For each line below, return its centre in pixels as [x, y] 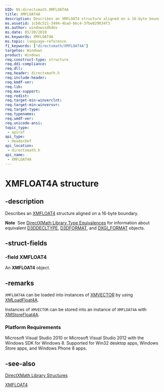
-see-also [20, 363]
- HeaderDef [19, 141]
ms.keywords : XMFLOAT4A [29, 37]
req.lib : [14, 87]
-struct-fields [26, 243]
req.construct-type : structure [37, 60]
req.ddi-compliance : [26, 64]
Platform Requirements [33, 327]
